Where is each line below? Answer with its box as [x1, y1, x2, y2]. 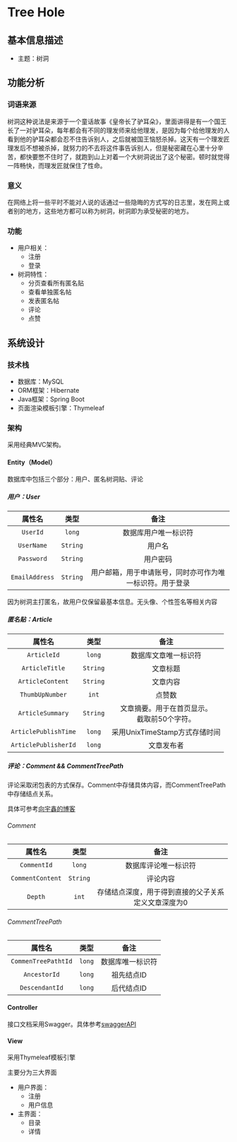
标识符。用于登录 [133, 578, 190, 588]
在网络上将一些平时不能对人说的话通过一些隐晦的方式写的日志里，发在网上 [7, 198, 224, 206]
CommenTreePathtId [11, 957, 73, 965]
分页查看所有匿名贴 [28, 279, 85, 287]
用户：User [7, 492, 41, 501]
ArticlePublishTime [11, 728, 76, 736]
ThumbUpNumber [20, 691, 67, 699]
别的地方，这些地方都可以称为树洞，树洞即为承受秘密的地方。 [13, 206, 193, 215]
